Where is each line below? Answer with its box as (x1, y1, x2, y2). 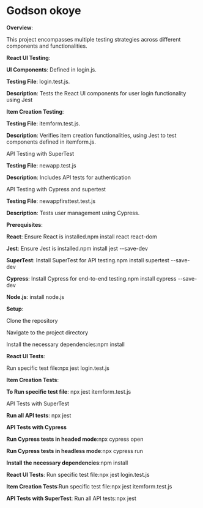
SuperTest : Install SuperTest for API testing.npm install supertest (6, 256, 169, 263)
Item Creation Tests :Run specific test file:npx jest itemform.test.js (6, 482, 172, 490)
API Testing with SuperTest (6, 150, 75, 157)
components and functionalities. (6, 42, 87, 50)
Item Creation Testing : (6, 108, 64, 115)
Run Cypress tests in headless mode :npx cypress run (6, 447, 144, 454)
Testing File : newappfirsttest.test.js (6, 197, 96, 205)
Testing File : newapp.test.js (6, 161, 76, 169)
